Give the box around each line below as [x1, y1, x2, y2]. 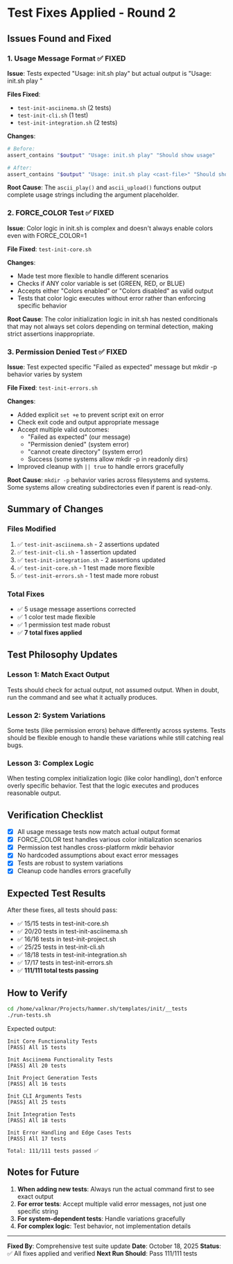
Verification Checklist [7, 809, 104, 821]
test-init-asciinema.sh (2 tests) [17, 103, 112, 112]
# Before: [7, 145, 36, 152]
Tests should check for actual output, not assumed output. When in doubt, [7, 685, 220, 694]
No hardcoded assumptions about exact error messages [17, 851, 179, 860]
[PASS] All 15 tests [7, 1043, 67, 1051]
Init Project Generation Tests [7, 1074, 98, 1081]
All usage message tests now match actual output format [17, 828, 180, 836]
